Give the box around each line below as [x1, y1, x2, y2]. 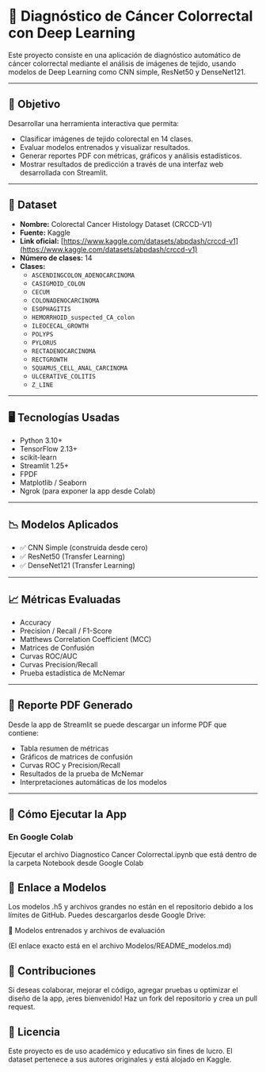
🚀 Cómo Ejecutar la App [8, 808, 127, 821]
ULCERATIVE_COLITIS [31, 372, 97, 380]
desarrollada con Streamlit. [19, 167, 108, 177]
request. [8, 1002, 36, 1012]
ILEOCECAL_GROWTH [31, 321, 89, 330]
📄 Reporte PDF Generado [8, 698, 133, 713]
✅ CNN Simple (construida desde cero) [19, 543, 148, 552]
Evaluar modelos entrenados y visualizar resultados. [19, 142, 191, 152]
